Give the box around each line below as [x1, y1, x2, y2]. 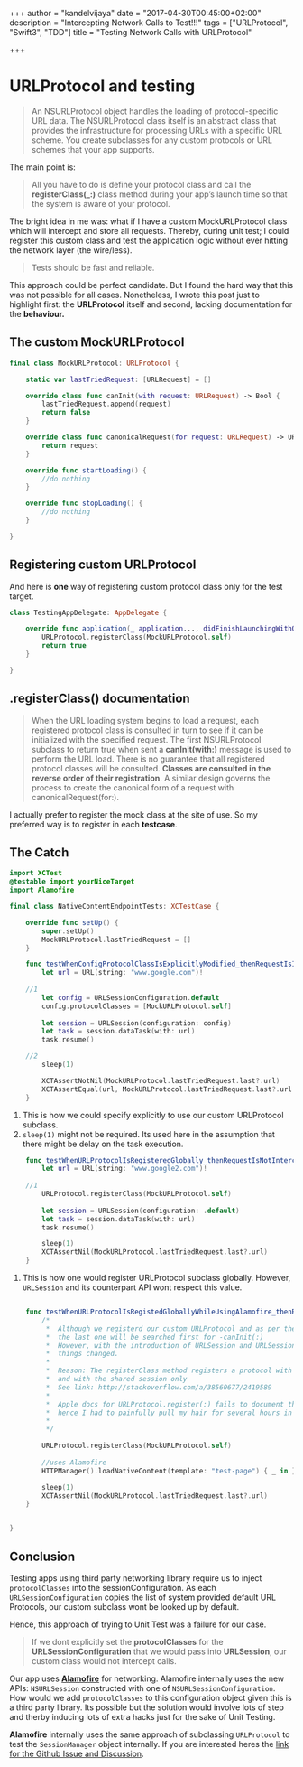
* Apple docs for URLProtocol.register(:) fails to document [45, 1399, 284, 1408]
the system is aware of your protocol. [31, 198, 170, 209]
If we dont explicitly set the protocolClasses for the [31, 1637, 224, 1647]
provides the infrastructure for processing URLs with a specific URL [31, 125, 283, 136]
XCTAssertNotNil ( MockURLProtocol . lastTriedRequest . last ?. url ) [41, 1076, 280, 1085]
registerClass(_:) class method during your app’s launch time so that [31, 189, 288, 200]
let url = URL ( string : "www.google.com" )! [41, 968, 204, 977]
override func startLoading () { [25, 465, 147, 475]
